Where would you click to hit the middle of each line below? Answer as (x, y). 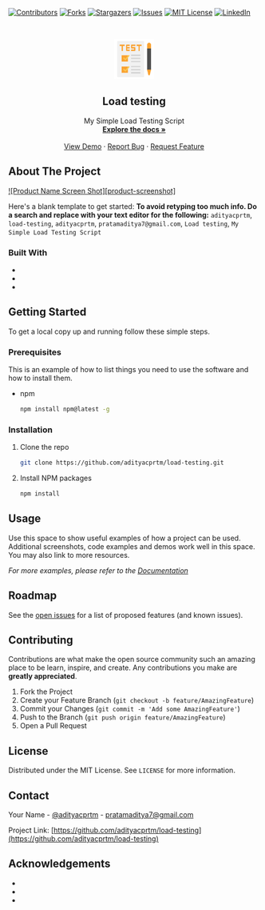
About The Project (55, 172)
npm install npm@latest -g (65, 409)
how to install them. (41, 378)
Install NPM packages (55, 478)
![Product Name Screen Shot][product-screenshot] (92, 190)
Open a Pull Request (53, 726)
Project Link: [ (31, 830)
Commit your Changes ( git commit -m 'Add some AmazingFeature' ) (130, 709)
